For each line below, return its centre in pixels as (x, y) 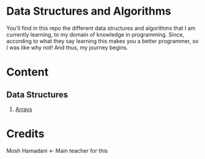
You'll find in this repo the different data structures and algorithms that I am (101, 28)
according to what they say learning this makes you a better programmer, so (102, 41)
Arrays (24, 109)
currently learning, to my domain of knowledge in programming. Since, (95, 34)
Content (28, 72)
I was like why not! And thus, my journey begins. (67, 48)
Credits (25, 134)
